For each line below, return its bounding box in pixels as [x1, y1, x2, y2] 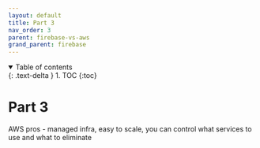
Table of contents [15, 62, 73, 72]
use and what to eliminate [8, 133, 92, 142]
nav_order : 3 [8, 26, 51, 34]
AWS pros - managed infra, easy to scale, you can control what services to [8, 124, 252, 134]
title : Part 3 [8, 19, 55, 27]
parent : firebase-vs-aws [8, 33, 90, 42]
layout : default [8, 11, 62, 20]
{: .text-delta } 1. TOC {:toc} [8, 71, 97, 80]
